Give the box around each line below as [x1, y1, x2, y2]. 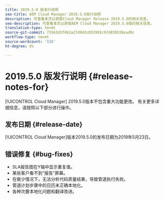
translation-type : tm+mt [5, 26, 56, 30]
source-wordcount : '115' [5, 39, 56, 44]
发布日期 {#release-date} [5, 120, 83, 128]
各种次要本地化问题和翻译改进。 [12, 189, 77, 195]
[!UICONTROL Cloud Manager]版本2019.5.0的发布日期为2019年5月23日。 [5, 134, 153, 140]
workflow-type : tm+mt [5, 35, 49, 40]
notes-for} [5, 82, 49, 92]
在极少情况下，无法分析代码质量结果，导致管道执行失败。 [12, 176, 128, 182]
